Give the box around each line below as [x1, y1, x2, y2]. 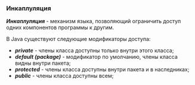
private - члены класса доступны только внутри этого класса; [14, 47, 174, 54]
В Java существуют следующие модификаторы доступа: [6, 36, 151, 43]
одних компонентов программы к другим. [6, 24, 114, 31]
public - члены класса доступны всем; [14, 73, 114, 80]
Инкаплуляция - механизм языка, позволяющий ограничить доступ [6, 18, 181, 25]
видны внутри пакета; [14, 59, 71, 67]
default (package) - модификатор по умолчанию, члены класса [14, 53, 178, 61]
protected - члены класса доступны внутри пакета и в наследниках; [14, 66, 190, 73]
